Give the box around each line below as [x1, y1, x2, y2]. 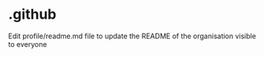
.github [8, 5, 57, 23]
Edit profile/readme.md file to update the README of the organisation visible [8, 31, 256, 41]
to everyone [8, 39, 47, 48]
